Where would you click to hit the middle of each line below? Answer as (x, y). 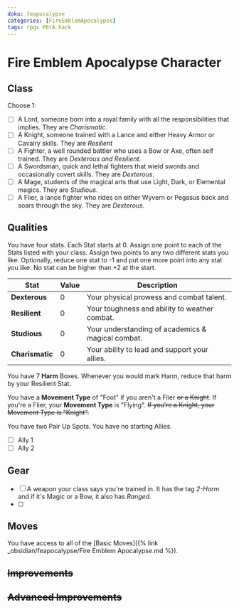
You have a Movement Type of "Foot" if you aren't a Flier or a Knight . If (112, 397)
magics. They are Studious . (58, 190)
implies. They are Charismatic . (63, 127)
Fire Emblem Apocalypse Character (115, 62)
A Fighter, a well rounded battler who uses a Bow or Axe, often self (115, 151)
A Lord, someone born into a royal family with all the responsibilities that (123, 119)
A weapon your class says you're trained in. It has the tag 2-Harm (123, 488)
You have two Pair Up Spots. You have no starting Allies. (90, 426)
